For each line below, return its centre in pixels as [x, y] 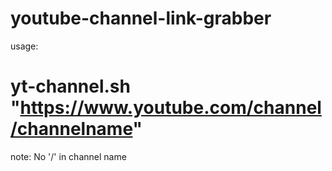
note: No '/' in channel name [68, 156]
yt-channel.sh [70, 86]
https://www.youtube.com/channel [170, 108]
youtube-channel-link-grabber [141, 18]
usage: [24, 46]
